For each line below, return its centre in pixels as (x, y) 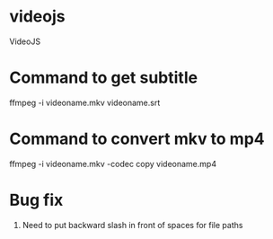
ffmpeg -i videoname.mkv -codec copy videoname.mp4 (113, 164)
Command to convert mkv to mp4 (137, 139)
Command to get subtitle (104, 78)
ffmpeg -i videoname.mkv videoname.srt (85, 102)
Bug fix (36, 200)
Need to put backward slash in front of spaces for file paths (132, 225)
